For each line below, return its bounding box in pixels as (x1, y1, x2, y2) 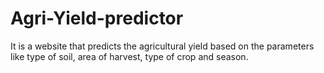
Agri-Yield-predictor (10, 7, 184, 30)
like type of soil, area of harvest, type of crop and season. (10, 50, 249, 62)
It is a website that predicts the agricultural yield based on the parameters (10, 40, 315, 52)
